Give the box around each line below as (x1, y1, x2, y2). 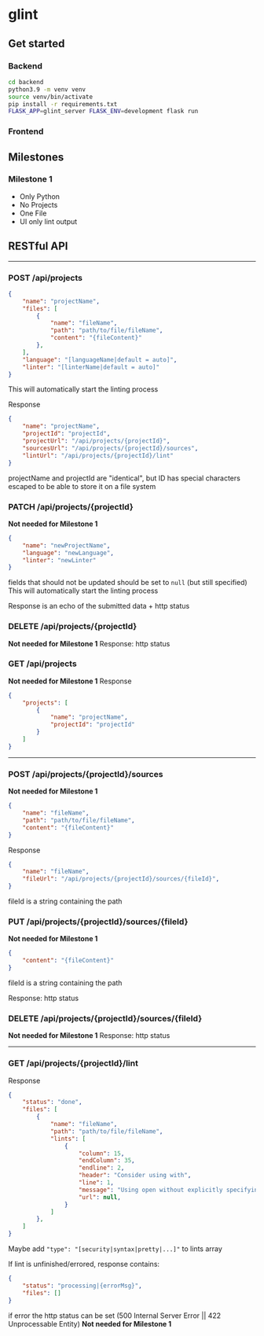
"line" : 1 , (78, 1179, 114, 1187)
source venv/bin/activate (8, 93, 93, 101)
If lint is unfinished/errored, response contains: (8, 1260, 159, 1269)
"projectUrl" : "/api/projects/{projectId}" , (22, 437, 170, 445)
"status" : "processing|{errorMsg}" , (22, 1282, 143, 1290)
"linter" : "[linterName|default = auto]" (22, 363, 159, 371)
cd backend (8, 78, 44, 86)
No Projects (19, 200, 58, 209)
